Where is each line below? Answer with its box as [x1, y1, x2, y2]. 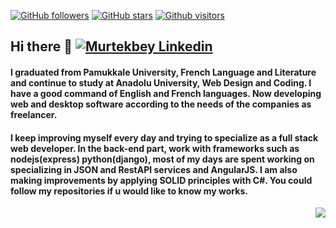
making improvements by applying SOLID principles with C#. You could [10, 174, 313, 186]
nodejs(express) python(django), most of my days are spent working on [10, 153, 315, 165]
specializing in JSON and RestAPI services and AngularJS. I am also [10, 163, 298, 175]
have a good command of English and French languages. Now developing [10, 87, 322, 99]
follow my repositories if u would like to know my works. [10, 185, 248, 197]
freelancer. [10, 108, 58, 120]
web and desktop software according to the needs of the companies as [10, 98, 312, 110]
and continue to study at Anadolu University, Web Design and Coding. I [10, 76, 312, 89]
